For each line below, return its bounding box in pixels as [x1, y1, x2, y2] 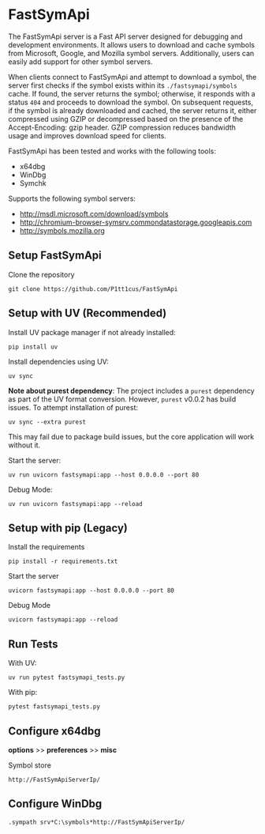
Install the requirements [8, 542, 85, 552]
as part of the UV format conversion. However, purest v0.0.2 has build [8, 394, 237, 404]
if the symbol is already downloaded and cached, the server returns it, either [8, 105, 257, 115]
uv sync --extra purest [8, 417, 87, 426]
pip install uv [8, 342, 58, 351]
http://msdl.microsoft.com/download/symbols [19, 209, 169, 218]
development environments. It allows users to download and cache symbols [8, 40, 255, 49]
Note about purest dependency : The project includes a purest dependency [8, 386, 255, 395]
